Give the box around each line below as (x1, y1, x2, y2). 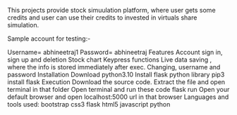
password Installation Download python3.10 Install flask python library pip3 (7, 70, 225, 79)
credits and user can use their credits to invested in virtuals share (7, 13, 197, 22)
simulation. (7, 21, 39, 29)
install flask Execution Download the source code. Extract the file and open (7, 78, 226, 86)
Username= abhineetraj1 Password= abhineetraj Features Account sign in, (7, 48, 224, 56)
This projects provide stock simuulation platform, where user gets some (7, 6, 217, 14)
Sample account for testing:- (7, 34, 91, 43)
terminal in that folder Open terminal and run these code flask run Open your (7, 86, 230, 93)
